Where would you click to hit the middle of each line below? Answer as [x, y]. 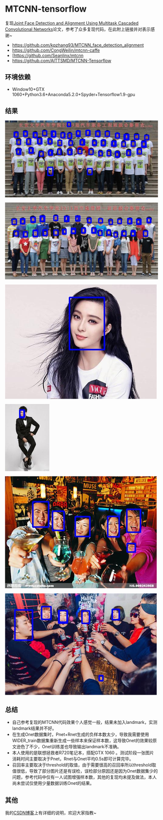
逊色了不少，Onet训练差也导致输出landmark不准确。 [69, 747]
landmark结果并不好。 [34, 728]
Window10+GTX [28, 89]
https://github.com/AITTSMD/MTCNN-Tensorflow [62, 60]
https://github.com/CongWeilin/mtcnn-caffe [56, 50]
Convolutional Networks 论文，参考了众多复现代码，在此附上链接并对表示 [78, 29]
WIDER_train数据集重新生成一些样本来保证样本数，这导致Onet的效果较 [82, 740]
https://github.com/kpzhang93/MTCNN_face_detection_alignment [78, 45]
